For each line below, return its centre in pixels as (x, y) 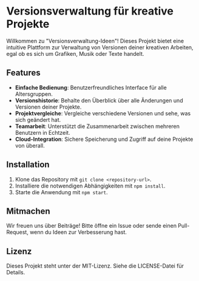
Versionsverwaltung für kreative (90, 11)
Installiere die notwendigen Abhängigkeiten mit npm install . (90, 186)
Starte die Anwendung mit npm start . (61, 192)
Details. (16, 273)
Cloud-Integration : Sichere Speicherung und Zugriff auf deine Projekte (104, 139)
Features (23, 73)
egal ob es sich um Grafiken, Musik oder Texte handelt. (75, 53)
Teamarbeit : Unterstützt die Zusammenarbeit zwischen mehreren (97, 126)
